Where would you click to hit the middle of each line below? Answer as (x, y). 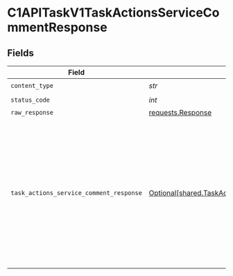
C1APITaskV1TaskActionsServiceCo (113, 13)
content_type (32, 85)
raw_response (32, 112)
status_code (31, 100)
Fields (21, 53)
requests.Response (180, 112)
